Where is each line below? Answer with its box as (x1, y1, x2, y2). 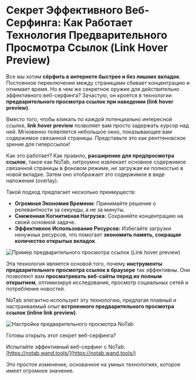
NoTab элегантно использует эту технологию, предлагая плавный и (6, 296, 177, 304)
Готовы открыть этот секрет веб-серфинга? (6, 332, 116, 339)
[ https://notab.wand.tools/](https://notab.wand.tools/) (6, 349, 136, 356)
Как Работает (63, 16, 133, 29)
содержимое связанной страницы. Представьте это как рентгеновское (6, 134, 186, 141)
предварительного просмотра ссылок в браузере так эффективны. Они (6, 266, 191, 274)
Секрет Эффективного (6, 4, 123, 17)
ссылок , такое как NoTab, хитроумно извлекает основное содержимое (6, 158, 187, 165)
